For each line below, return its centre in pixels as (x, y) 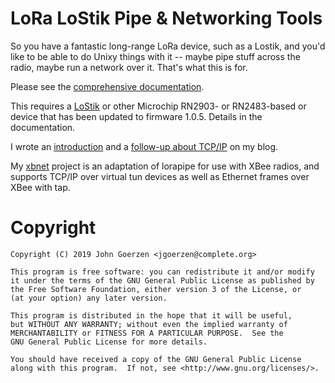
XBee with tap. (40, 187)
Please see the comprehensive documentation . (107, 86)
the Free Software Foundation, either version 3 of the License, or (156, 289)
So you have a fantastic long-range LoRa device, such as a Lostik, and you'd (168, 46)
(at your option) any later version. (89, 298)
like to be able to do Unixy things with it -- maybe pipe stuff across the (155, 56)
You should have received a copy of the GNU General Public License (156, 359)
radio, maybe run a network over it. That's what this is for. (129, 67)
